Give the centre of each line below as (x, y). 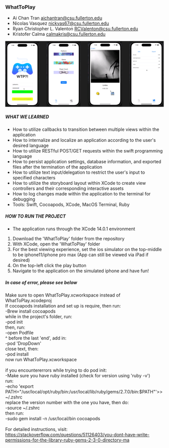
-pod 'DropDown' (23, 343)
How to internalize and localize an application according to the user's (84, 140)
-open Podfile (19, 332)
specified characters (34, 177)
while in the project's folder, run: (39, 316)
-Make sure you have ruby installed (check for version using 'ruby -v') (78, 375)
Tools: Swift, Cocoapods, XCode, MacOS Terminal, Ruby (71, 204)
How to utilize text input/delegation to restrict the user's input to (79, 172)
